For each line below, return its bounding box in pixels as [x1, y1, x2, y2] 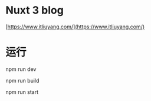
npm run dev [5, 66, 37, 73]
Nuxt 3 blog [5, 4, 64, 17]
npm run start [5, 88, 39, 95]
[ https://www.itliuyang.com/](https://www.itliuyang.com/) [5, 23, 145, 30]
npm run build [5, 77, 40, 84]
